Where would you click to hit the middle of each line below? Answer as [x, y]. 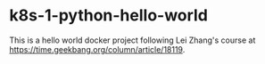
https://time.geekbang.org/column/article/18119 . [97, 49]
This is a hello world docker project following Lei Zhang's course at [132, 40]
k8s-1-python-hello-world [108, 16]
